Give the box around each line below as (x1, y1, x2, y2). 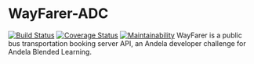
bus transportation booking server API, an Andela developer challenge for (8, 38, 247, 48)
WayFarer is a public (176, 30, 243, 40)
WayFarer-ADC (8, 5, 109, 23)
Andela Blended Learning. (8, 47, 93, 56)
